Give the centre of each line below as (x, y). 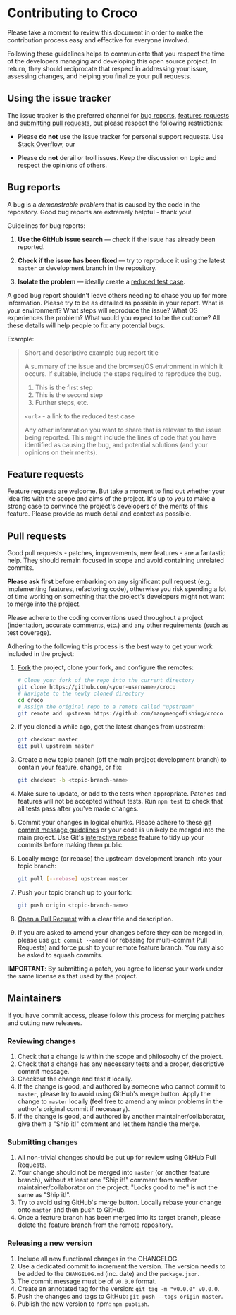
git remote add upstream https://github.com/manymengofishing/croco (120, 713)
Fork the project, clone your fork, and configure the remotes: (105, 667)
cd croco (30, 700)
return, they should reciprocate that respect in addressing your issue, (108, 68)
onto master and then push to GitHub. (72, 1210)
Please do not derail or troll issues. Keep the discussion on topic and (117, 157)
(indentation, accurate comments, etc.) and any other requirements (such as (118, 625)
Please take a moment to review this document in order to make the (105, 32)
